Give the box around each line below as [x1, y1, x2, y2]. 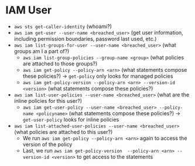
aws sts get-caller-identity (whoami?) [13, 23, 112, 30]
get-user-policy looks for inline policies [22, 116, 119, 123]
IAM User [5, 4, 52, 17]
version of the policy [22, 141, 73, 148]
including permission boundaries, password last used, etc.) [13, 35, 157, 42]
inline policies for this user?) [13, 97, 83, 104]
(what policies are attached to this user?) [13, 128, 113, 135]
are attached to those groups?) [22, 60, 98, 67]
